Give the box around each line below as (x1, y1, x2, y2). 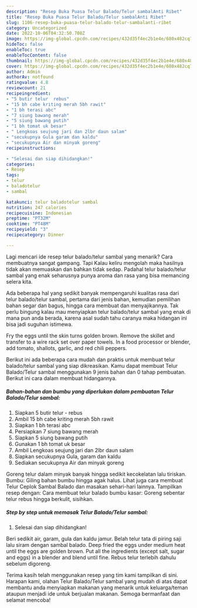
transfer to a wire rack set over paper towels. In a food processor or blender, (6, 338, 191, 345)
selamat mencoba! (6, 596, 51, 603)
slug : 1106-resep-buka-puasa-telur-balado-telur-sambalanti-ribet (6, 19, 172, 25)
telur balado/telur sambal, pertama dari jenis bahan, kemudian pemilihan (6, 295, 181, 303)
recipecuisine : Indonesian (6, 210, 72, 216)
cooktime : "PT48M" (6, 221, 51, 227)
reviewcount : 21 (6, 85, 46, 91)
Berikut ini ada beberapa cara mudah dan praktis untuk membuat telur (6, 356, 176, 363)
